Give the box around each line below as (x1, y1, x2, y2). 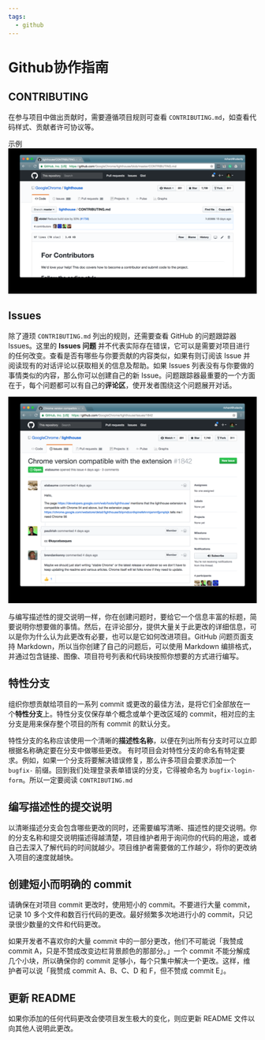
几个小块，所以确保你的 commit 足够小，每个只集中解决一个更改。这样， (8, 956, 244, 966)
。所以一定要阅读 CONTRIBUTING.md (22, 775, 132, 785)
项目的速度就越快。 (14, 852, 77, 862)
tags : (8, 13, 26, 21)
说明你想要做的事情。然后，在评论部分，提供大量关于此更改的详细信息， (14, 621, 250, 631)
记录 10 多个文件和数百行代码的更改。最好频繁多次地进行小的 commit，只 (8, 910, 246, 919)
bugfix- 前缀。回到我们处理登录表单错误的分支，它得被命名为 (8, 765, 208, 774)
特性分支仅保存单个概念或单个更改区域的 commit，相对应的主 (56, 709, 256, 718)
